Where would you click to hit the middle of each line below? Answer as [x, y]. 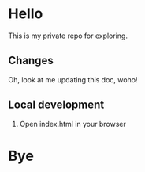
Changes [31, 61]
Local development [56, 105]
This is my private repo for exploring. [68, 36]
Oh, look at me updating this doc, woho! [73, 79]
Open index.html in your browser [72, 124]
